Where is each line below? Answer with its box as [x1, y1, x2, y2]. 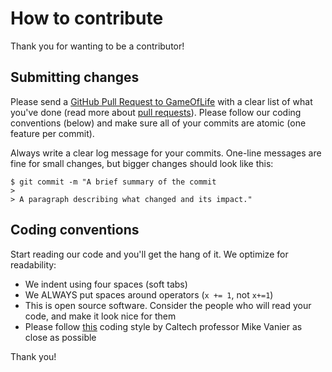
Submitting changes [10, 69, 140, 86]
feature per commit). [10, 127, 95, 139]
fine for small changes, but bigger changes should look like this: [10, 157, 274, 169]
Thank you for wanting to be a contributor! [10, 40, 185, 52]
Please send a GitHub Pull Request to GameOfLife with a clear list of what [10, 95, 313, 107]
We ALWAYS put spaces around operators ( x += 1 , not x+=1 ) [24, 288, 274, 301]
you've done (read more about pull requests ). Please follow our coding [10, 106, 302, 118]
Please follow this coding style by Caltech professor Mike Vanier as [24, 320, 303, 332]
